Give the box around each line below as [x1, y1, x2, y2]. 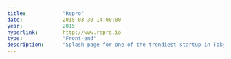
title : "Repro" [7, 9, 85, 17]
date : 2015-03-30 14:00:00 [7, 16, 122, 23]
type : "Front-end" [7, 35, 97, 42]
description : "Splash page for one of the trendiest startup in [7, 41, 211, 48]
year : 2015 [7, 22, 76, 29]
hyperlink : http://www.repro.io [7, 28, 122, 36]
